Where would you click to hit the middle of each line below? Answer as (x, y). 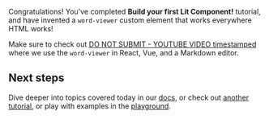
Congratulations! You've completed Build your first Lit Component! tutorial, (134, 12)
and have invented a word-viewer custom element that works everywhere (130, 20)
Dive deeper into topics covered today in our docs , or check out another (129, 97)
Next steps (36, 78)
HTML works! (31, 29)
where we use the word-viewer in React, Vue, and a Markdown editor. (124, 53)
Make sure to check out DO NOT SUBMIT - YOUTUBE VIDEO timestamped (132, 44)
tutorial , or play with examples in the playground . (90, 106)
